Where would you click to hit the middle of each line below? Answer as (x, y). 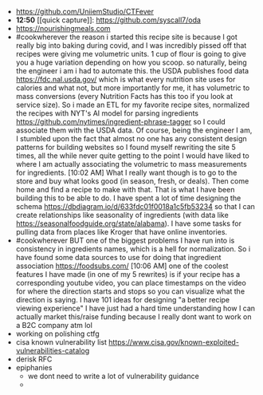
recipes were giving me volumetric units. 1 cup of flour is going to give (131, 54)
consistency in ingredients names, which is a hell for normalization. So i (133, 249)
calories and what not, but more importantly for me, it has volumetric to (133, 88)
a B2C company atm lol (54, 325)
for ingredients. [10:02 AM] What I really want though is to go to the (126, 172)
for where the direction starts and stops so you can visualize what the (130, 291)
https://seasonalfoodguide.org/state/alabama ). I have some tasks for (128, 223)
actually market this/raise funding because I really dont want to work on (133, 317)
